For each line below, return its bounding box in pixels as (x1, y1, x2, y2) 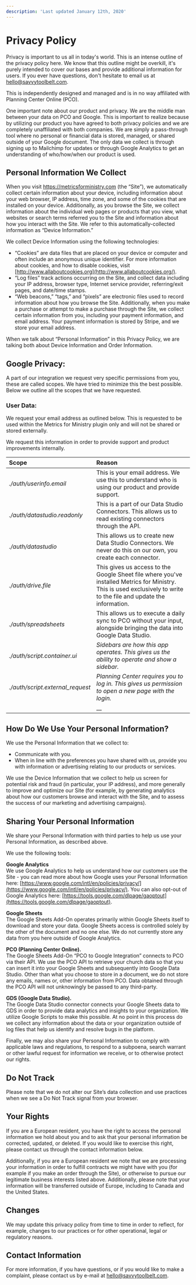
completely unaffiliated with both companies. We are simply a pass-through (6, 125, 188, 132)
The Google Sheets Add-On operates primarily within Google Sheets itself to (6, 916, 190, 923)
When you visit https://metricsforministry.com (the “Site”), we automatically (6, 183, 188, 191)
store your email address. (14, 324, 76, 331)
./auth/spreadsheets (9, 620, 65, 628)
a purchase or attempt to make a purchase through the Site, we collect (14, 305, 184, 312)
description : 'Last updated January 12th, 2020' (6, 8, 127, 15)
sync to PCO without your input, (96, 617, 184, 625)
